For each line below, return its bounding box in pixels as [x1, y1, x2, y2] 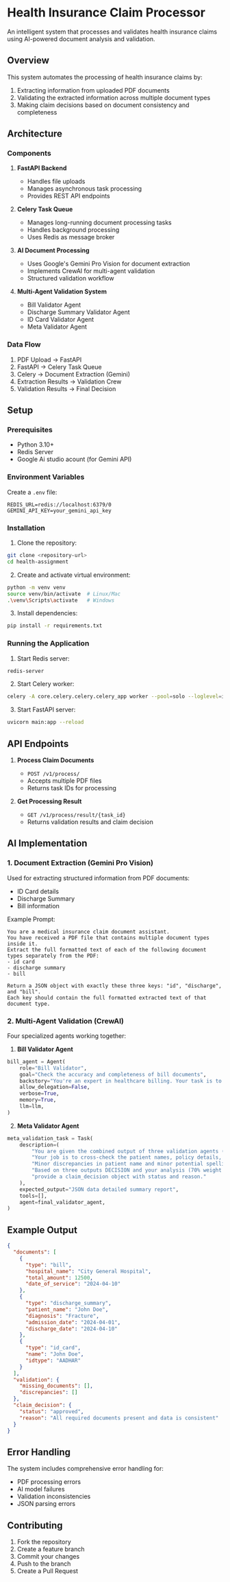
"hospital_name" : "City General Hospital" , [25, 1268, 152, 1275]
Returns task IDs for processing [27, 784, 116, 792]
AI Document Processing [16, 246, 90, 255]
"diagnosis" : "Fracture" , [25, 1312, 99, 1319]
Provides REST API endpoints [27, 192, 111, 200]
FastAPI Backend [16, 164, 67, 172]
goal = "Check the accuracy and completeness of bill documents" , [19, 1071, 207, 1078]
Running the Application [7, 639, 90, 648]
